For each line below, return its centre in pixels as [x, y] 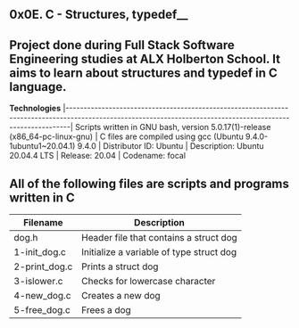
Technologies [35, 108]
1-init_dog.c [40, 252]
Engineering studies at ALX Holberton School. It [145, 58]
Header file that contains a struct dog [160, 238]
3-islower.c [38, 282]
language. [38, 87]
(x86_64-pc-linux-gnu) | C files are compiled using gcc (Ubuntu [126, 136]
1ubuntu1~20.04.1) [42, 146]
